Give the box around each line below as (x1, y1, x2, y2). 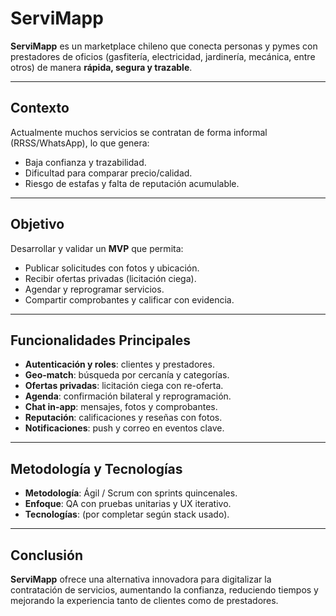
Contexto (10, 100, 70, 117)
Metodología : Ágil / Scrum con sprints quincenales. (24, 487, 238, 499)
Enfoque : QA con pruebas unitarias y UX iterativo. (24, 498, 232, 510)
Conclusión (10, 547, 84, 564)
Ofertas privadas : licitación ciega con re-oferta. (24, 380, 224, 392)
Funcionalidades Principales (10, 332, 191, 349)
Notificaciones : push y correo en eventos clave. (24, 422, 225, 434)
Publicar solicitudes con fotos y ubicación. (24, 262, 200, 274)
